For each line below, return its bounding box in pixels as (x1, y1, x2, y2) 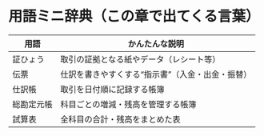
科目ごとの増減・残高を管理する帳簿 (60, 98, 197, 110)
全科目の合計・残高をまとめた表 (60, 114, 182, 125)
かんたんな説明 (127, 38, 185, 49)
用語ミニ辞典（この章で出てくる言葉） (8, 7, 260, 26)
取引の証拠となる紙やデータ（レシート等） (60, 54, 221, 65)
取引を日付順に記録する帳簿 (60, 83, 166, 94)
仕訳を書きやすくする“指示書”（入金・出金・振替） (60, 69, 252, 80)
